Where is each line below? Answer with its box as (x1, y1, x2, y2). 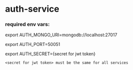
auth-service (5, 3, 60, 15)
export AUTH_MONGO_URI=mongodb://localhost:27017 (5, 32, 118, 38)
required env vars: (5, 21, 50, 28)
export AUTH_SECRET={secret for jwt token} (5, 51, 96, 57)
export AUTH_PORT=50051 (5, 42, 60, 47)
